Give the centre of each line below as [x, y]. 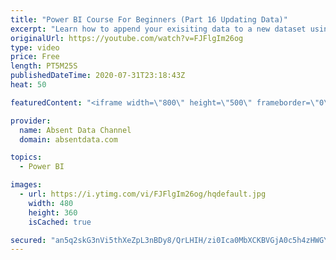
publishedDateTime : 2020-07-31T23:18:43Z [98, 76]
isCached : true [60, 222]
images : [26, 185]
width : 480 [51, 203]
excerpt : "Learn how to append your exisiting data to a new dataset [158, 29]
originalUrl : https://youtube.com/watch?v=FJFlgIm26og [127, 38]
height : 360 [53, 212]
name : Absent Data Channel [75, 130]
